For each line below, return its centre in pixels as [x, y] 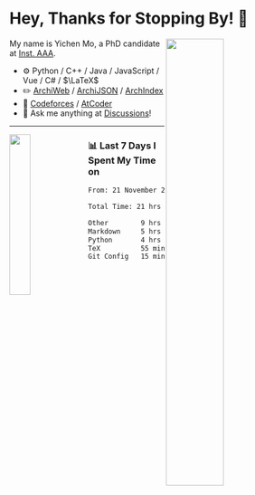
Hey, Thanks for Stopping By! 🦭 [129, 19]
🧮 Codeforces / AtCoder [67, 103]
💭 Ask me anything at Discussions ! [87, 113]
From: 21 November [123, 190]
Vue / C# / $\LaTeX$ [61, 80]
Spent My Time [122, 160]
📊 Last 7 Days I [122, 146]
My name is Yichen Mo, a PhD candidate [85, 43]
